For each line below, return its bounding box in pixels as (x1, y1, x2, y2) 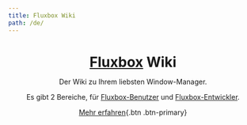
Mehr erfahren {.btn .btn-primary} (78, 108, 188, 117)
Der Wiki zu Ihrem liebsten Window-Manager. (59, 77, 207, 86)
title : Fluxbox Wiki (8, 11, 77, 20)
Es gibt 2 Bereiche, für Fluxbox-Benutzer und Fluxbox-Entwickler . (26, 92, 240, 101)
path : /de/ (8, 19, 44, 27)
